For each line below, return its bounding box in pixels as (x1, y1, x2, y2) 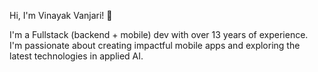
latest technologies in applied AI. (9, 50, 144, 62)
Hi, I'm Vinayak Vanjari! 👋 (9, 10, 113, 21)
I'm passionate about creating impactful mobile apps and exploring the (9, 40, 301, 51)
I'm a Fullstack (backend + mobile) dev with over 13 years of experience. (9, 29, 309, 40)
